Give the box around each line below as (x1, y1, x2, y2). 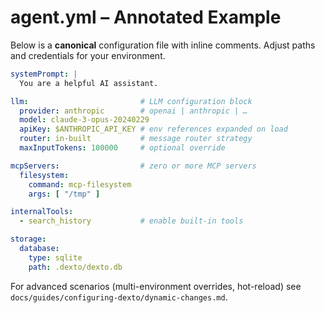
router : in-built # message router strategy (19, 134, 253, 144)
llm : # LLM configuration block (10, 96, 253, 106)
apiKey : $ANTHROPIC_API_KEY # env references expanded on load (19, 124, 288, 135)
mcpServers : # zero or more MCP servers (10, 161, 257, 171)
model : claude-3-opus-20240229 (19, 115, 150, 125)
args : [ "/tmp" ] (28, 189, 101, 199)
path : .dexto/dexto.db (28, 262, 123, 272)
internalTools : (10, 207, 74, 217)
